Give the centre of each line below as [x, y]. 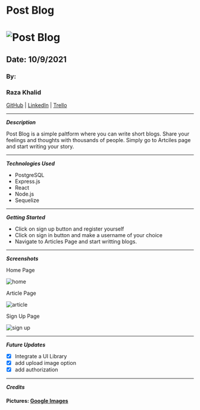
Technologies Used [31, 163]
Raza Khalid [24, 92]
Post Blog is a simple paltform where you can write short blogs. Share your [98, 134]
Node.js [24, 194]
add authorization [36, 370]
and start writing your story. [40, 146]
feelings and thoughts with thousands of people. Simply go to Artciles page [99, 140]
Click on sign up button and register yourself [69, 229]
